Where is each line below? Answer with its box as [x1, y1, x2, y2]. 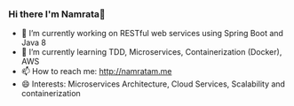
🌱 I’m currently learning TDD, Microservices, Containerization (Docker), [20, 47, 282, 57]
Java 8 [20, 37, 46, 48]
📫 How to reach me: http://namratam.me [20, 66, 172, 77]
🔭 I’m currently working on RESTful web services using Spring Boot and [20, 28, 283, 39]
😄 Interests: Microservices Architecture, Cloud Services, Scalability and [20, 79, 286, 89]
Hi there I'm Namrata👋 [8, 8, 106, 20]
